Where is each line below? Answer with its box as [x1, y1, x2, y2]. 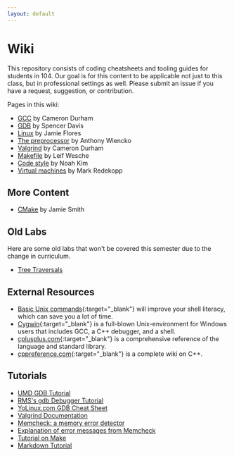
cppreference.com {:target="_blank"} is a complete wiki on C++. [17, 350, 203, 358]
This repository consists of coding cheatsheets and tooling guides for [7, 64, 209, 73]
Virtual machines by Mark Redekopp [17, 166, 123, 175]
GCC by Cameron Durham [17, 113, 93, 122]
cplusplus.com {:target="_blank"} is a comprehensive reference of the [17, 335, 219, 343]
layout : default [7, 10, 55, 18]
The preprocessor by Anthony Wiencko [17, 136, 132, 144]
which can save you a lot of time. [17, 312, 114, 321]
